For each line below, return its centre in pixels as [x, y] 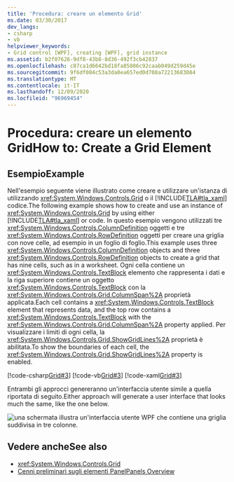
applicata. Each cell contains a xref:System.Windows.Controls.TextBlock [111, 302]
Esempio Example [46, 173]
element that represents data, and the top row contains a [89, 310]
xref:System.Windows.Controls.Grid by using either [81, 213]
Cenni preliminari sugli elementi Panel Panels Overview [96, 471]
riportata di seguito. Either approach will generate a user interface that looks [116, 396]
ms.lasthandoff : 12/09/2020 [48, 92]
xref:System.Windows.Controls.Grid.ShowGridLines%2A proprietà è [105, 339]
